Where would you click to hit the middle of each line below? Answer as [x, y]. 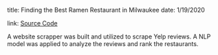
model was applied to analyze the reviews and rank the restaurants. [103, 44]
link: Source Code [32, 23]
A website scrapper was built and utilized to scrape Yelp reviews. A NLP [109, 36]
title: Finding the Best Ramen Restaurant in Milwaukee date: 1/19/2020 [106, 10]
